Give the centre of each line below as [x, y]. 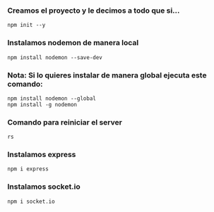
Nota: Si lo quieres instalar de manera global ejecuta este [107, 75]
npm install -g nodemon [42, 104]
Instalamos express [42, 155]
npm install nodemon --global [52, 98]
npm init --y [26, 25]
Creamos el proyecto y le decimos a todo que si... [94, 11]
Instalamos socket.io [44, 187]
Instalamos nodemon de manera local [73, 43]
